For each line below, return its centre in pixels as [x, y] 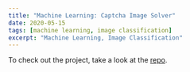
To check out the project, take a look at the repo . [88, 60]
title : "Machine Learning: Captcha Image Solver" [92, 15]
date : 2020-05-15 [37, 23]
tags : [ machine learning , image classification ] [90, 30]
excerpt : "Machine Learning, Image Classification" [95, 38]
